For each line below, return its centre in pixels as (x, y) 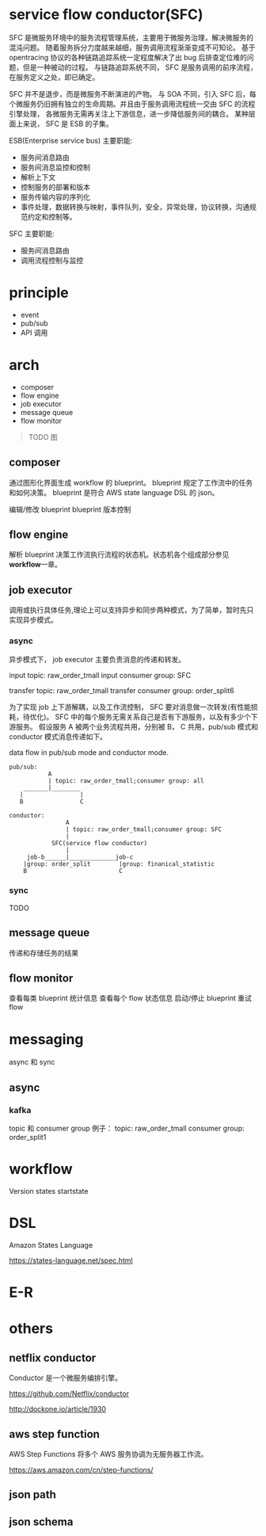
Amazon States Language (51, 1244)
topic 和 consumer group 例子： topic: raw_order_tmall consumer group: (127, 1128)
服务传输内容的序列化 (55, 196)
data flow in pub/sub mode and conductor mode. (89, 752)
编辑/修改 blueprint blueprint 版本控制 (70, 509)
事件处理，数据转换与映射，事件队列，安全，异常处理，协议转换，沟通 (135, 207)
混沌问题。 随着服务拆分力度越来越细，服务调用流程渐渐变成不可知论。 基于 (132, 47)
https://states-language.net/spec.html (71, 1260)
